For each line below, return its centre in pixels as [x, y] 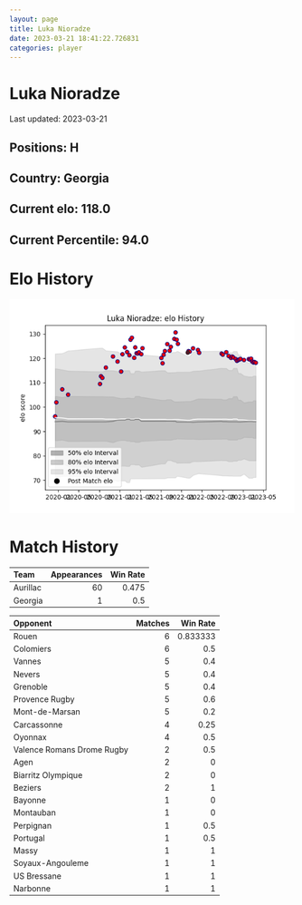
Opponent [33, 623]
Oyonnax [30, 737]
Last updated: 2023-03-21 [58, 119]
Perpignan [33, 825]
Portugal [29, 838]
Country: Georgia [60, 178]
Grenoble [30, 686]
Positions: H [44, 147]
